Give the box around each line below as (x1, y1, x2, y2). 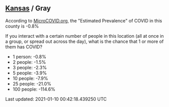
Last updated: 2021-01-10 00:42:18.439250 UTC (5, 96, 107, 102)
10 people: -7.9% (12, 75, 48, 81)
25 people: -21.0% (12, 81, 52, 87)
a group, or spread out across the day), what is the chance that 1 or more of (5, 38, 164, 44)
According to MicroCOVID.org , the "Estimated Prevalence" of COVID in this (5, 17, 162, 23)
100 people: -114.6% (12, 86, 55, 92)
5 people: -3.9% (12, 70, 47, 76)
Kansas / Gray (5, 4, 51, 13)
